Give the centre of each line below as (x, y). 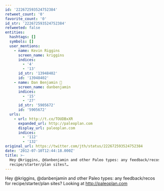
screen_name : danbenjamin (44, 87)
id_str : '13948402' (38, 73)
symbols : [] (22, 42)
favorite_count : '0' (26, 19)
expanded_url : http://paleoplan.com (55, 123)
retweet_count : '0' (25, 14)
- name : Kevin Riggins (37, 50)
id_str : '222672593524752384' (36, 23)
